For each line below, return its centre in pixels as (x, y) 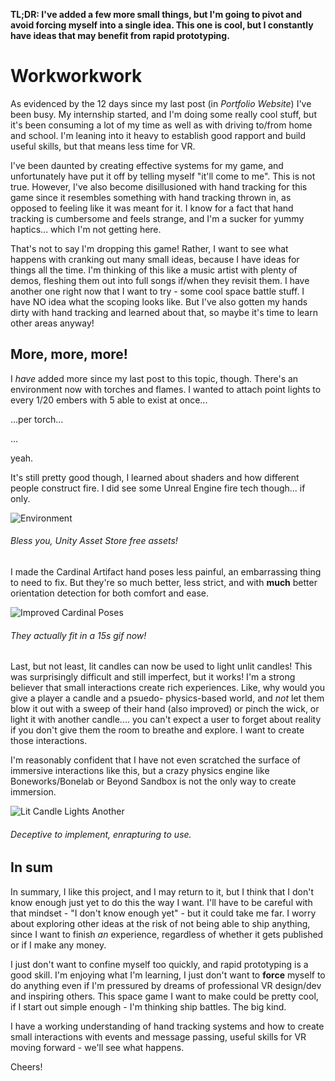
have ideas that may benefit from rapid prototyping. (120, 35)
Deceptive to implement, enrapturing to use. (101, 834)
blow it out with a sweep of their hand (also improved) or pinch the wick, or (165, 709)
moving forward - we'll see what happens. (97, 1047)
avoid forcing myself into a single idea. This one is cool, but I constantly (162, 25)
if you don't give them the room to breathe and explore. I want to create (157, 730)
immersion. (33, 792)
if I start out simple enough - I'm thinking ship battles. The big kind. (148, 1006)
